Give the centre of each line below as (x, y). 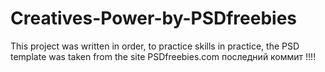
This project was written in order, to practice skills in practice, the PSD (155, 46)
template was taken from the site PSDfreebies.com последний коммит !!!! (163, 56)
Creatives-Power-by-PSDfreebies (154, 18)
